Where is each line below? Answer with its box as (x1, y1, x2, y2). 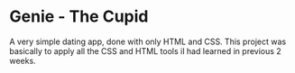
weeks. (9, 55, 36, 66)
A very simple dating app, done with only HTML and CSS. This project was (9, 36, 287, 47)
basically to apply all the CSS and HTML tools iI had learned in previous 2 (9, 45, 281, 56)
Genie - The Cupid (9, 6, 149, 27)
